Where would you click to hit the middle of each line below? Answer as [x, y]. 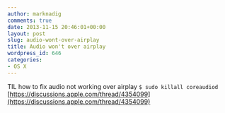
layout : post [27, 34]
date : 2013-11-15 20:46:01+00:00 [57, 27]
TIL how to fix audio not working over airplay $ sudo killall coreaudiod [113, 86]
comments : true [30, 20]
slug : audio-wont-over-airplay [53, 40]
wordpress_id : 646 [34, 54]
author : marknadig [34, 14]
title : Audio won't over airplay [57, 47]
